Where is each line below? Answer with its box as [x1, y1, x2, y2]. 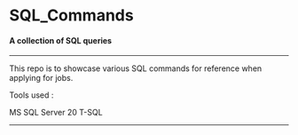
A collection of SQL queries [9, 35, 113, 45]
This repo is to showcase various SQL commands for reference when [9, 63, 263, 74]
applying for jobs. [9, 73, 74, 83]
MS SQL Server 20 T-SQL [9, 107, 104, 118]
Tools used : [9, 90, 54, 100]
